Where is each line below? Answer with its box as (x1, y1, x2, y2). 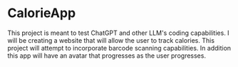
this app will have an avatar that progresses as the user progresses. (7, 51, 207, 60)
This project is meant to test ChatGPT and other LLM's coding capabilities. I (7, 29, 229, 37)
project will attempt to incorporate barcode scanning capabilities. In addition (7, 43, 232, 52)
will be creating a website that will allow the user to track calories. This (7, 36, 215, 44)
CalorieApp (7, 5, 76, 21)
